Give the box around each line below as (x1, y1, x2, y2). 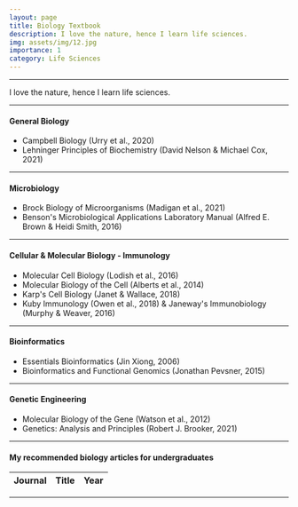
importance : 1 (9, 46, 62, 55)
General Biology (9, 115, 69, 126)
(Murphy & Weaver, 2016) (21, 307, 115, 318)
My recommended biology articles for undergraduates (9, 452, 215, 463)
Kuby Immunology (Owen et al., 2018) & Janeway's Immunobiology (21, 298, 267, 309)
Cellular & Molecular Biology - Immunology (9, 250, 170, 260)
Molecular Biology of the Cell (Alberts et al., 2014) (21, 279, 205, 289)
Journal (13, 474, 47, 487)
